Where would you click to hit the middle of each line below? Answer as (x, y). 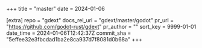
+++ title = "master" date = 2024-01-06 (56, 9)
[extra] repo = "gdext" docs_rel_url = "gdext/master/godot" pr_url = (90, 20)
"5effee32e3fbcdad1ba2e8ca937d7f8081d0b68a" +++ (74, 39)
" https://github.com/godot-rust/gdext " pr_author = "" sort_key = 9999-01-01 (101, 27)
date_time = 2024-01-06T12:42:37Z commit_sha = (69, 33)
